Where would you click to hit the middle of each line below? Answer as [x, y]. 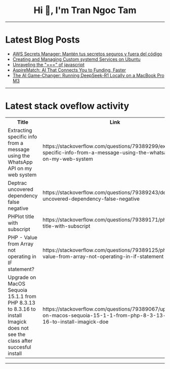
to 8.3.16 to [22, 309]
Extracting [20, 130]
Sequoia [18, 290]
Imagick [17, 321]
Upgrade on [22, 277]
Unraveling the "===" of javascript [49, 64]
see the [17, 334]
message [19, 149]
